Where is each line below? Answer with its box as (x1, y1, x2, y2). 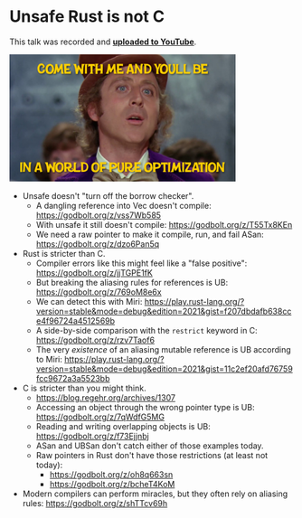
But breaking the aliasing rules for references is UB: (35, 277, 229, 287)
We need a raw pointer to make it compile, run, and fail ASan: (35, 229, 264, 240)
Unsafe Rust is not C (9, 6, 165, 27)
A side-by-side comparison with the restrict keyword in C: (35, 325, 258, 335)
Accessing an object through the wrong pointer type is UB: (35, 401, 255, 412)
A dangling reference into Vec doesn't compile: (35, 200, 212, 211)
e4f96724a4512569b (35, 315, 116, 326)
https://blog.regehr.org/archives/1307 (35, 391, 176, 403)
